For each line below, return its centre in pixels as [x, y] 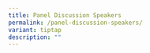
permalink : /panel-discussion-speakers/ [76, 23]
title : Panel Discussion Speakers [65, 15]
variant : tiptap [35, 30]
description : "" [35, 37]
